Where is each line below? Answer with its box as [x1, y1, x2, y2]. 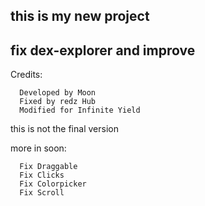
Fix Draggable [19, 162, 78, 172]
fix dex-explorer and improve [10, 42, 196, 59]
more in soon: [10, 142, 67, 154]
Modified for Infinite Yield [19, 105, 141, 116]
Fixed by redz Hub [19, 97, 97, 107]
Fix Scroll [19, 188, 65, 198]
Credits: [10, 69, 43, 81]
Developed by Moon [19, 88, 97, 98]
